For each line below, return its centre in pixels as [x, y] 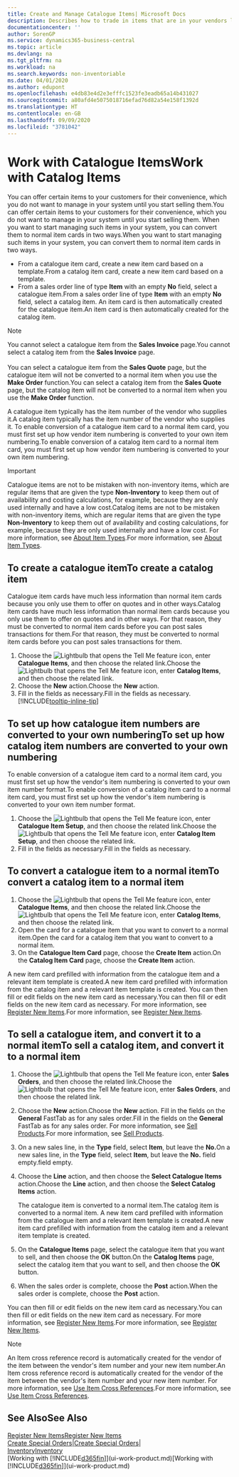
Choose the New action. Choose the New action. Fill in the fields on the [121, 1110]
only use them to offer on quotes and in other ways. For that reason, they [115, 619]
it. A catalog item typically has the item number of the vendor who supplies [116, 419]
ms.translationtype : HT [43, 107]
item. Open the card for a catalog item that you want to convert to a [115, 937]
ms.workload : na [31, 67]
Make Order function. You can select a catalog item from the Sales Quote [115, 383]
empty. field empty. [45, 1162]
